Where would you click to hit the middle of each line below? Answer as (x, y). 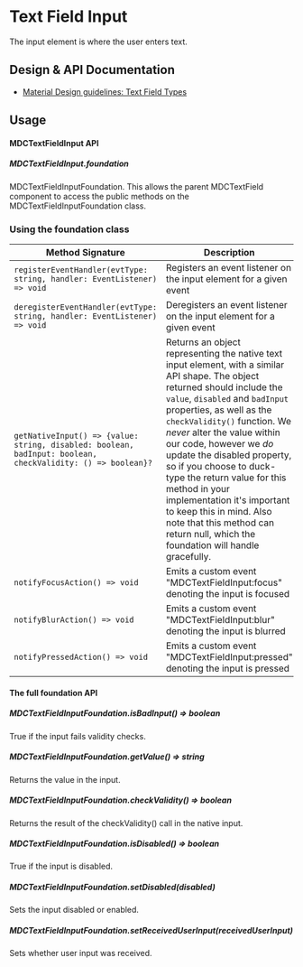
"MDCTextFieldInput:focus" (224, 582)
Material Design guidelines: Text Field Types (105, 91)
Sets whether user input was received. (81, 953)
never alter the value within (223, 432)
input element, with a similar (225, 365)
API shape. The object (212, 376)
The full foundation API (54, 693)
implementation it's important (228, 500)
